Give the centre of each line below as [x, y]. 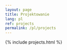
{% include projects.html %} [34, 42]
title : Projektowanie [27, 14]
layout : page [18, 10]
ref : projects [20, 24]
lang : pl [14, 19]
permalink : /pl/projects [31, 28]
